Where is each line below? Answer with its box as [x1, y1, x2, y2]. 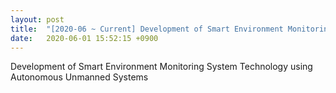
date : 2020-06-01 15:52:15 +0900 [10, 33, 159, 43]
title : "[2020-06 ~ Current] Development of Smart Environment [10, 24, 284, 34]
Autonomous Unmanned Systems [10, 71, 149, 83]
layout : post [10, 14, 65, 25]
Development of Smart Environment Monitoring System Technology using [10, 61, 313, 73]
